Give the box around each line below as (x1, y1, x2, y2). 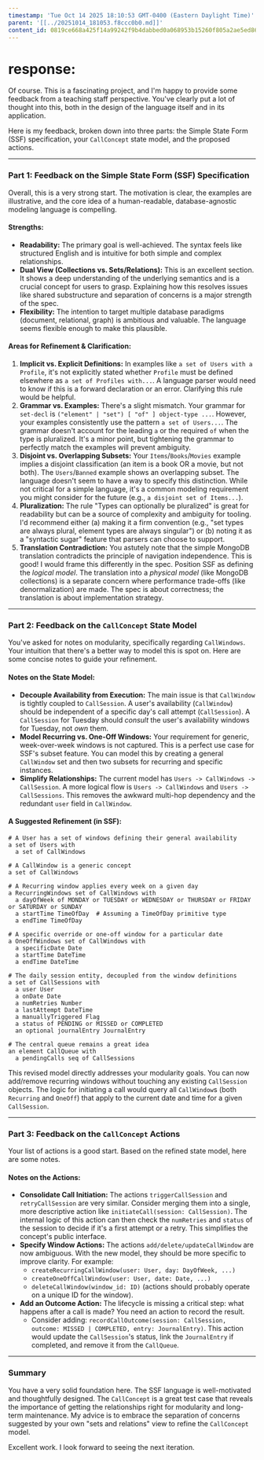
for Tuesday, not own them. (19, 723, 108, 733)
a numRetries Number (15, 999, 82, 1007)
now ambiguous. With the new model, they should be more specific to (19, 1249, 246, 1258)
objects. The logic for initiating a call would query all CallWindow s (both (8, 1084, 237, 1094)
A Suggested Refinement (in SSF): (8, 817, 122, 826)
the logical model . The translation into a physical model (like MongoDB (19, 568, 249, 578)
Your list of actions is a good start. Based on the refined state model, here (8, 1146, 247, 1156)
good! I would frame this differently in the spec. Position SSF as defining (19, 560, 254, 569)
